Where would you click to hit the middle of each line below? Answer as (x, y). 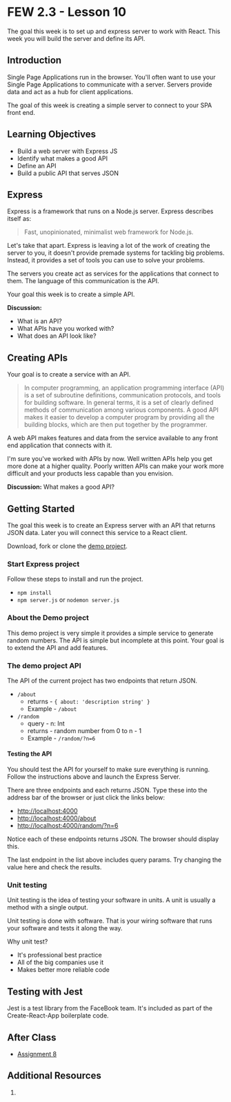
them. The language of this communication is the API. (83, 281)
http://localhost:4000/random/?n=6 (68, 826)
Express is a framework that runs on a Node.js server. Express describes (110, 211)
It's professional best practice (59, 955)
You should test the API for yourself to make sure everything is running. (109, 770)
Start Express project (43, 563)
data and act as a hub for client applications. (70, 91)
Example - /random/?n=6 (61, 738)
